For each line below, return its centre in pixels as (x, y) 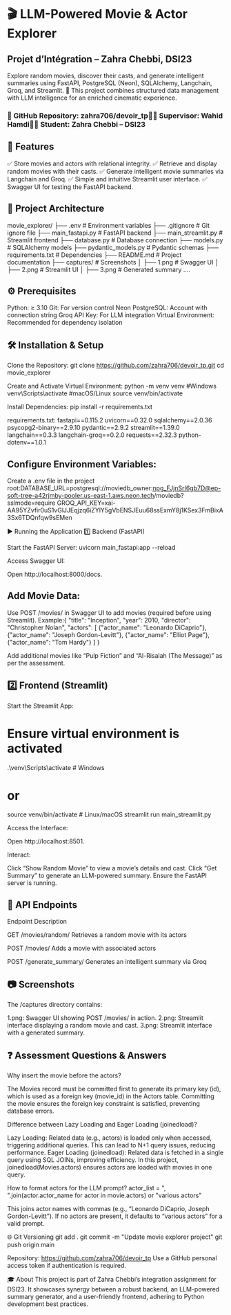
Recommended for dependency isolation (65, 323)
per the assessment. (36, 663)
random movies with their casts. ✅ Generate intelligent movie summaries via (115, 171)
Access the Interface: (38, 828)
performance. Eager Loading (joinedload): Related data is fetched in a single (115, 1152)
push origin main (31, 1244)
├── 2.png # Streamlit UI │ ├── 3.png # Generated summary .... (99, 269)
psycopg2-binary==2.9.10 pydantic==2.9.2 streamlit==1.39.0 (94, 428)
